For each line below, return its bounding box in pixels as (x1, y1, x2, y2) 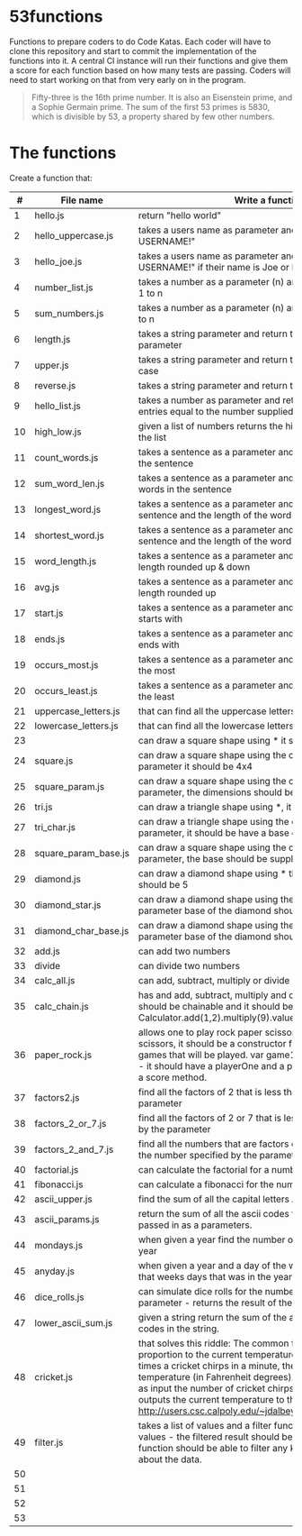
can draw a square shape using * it (138, 734, 287, 746)
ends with (138, 638, 180, 651)
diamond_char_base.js (34, 924, 129, 937)
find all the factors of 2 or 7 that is (138, 1111, 282, 1124)
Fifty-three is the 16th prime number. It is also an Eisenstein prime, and (31, 92, 293, 103)
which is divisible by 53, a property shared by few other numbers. (31, 111, 275, 122)
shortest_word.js (34, 529, 105, 542)
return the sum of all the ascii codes (138, 1207, 289, 1220)
